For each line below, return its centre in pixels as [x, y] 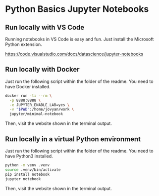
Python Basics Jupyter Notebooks [77, 9]
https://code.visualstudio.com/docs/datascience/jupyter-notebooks [74, 54]
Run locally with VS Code [45, 27]
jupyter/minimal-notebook [36, 114]
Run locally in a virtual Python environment [73, 139]
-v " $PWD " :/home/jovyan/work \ [42, 110]
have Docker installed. [28, 86]
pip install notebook [27, 174]
